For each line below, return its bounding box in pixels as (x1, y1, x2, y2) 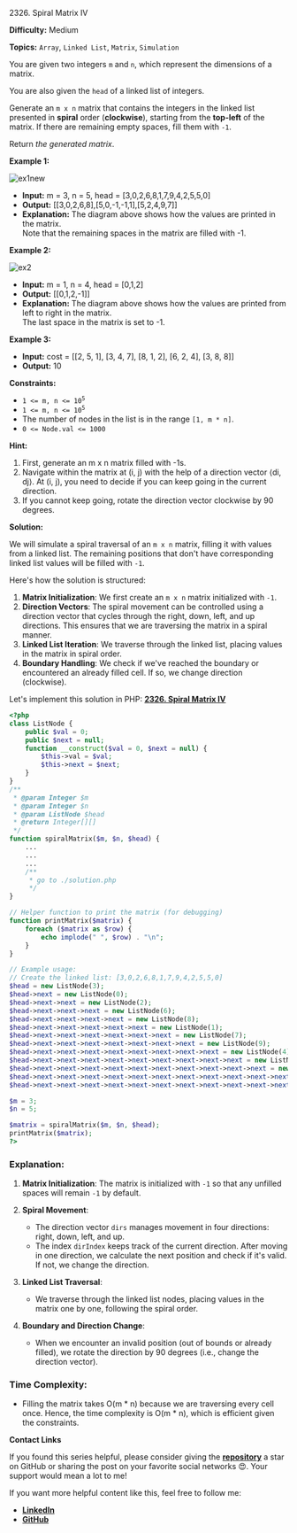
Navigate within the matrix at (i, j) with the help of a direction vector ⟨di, (21, 467, 282, 477)
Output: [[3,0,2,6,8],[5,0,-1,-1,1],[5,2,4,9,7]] (21, 199, 179, 210)
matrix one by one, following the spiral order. (34, 1304, 199, 1314)
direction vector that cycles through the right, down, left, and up (21, 611, 255, 621)
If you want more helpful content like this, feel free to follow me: (9, 1488, 241, 1498)
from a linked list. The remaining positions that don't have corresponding (9, 548, 274, 559)
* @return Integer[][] (12, 818, 97, 827)
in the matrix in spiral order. (21, 648, 122, 659)
